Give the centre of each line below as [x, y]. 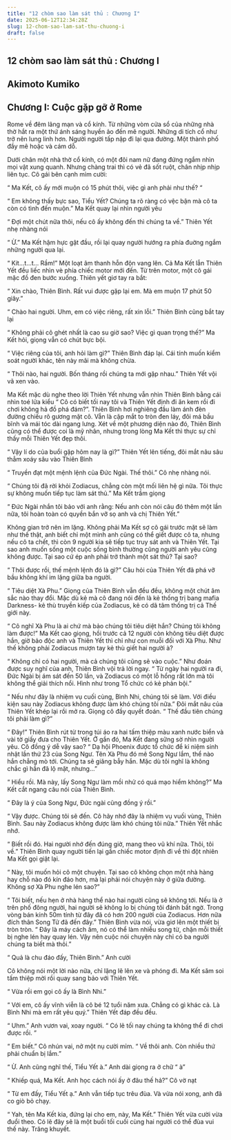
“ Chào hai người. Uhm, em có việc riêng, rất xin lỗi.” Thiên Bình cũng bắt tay [116, 312]
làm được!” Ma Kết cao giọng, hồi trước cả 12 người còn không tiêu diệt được [116, 633]
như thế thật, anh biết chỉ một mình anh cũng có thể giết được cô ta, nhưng [113, 534]
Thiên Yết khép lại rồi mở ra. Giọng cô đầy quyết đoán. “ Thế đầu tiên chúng [115, 711]
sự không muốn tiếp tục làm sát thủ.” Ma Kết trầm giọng [86, 493]
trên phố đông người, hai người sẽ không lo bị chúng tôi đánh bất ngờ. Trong [115, 907]
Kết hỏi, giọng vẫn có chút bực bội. [57, 339]
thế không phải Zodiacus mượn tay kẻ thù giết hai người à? [90, 648]
